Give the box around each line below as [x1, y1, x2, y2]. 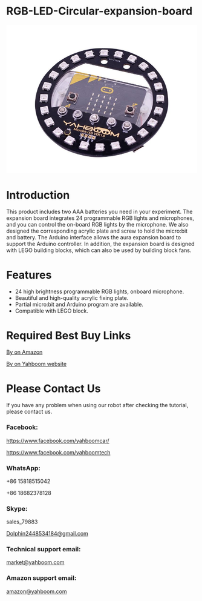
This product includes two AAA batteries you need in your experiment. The [6, 208, 193, 216]
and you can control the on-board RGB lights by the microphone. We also [6, 221, 189, 228]
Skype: [6, 504, 28, 513]
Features [6, 268, 52, 282]
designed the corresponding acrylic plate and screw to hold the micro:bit [6, 227, 188, 234]
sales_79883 [6, 518, 38, 525]
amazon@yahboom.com [6, 588, 67, 595]
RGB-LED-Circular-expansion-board [6, 4, 193, 18]
